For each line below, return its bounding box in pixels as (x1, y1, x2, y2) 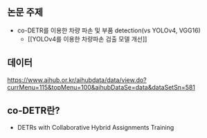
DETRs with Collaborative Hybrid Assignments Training (17, 124, 174, 132)
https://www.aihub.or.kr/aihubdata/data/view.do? (7, 75, 147, 84)
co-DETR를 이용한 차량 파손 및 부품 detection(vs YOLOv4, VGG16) (17, 26, 201, 34)
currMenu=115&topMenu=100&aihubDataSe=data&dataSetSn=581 (7, 83, 196, 91)
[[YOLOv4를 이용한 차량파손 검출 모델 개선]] (27, 34, 147, 43)
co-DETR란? (7, 105, 60, 117)
